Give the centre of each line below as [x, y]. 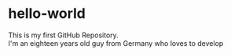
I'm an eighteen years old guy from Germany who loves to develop [116, 43]
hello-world [47, 14]
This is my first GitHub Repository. [64, 35]
